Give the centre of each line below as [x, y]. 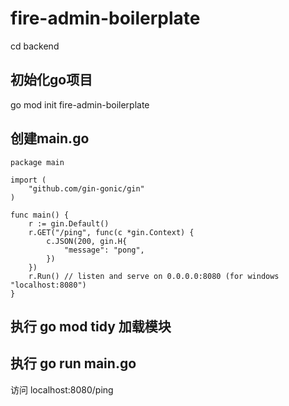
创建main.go [50, 138]
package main [37, 162]
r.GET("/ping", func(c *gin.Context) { [111, 232]
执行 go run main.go [73, 363]
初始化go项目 [51, 80]
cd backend [35, 46]
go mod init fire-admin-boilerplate [80, 104]
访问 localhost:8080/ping [62, 389]
